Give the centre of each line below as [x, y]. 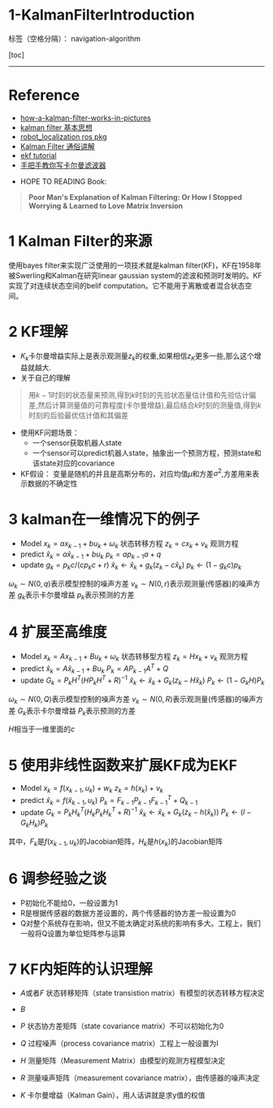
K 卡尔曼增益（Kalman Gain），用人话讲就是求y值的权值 [113, 1095]
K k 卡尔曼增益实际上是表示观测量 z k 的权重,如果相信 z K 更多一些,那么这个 [137, 357]
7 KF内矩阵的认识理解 [80, 969]
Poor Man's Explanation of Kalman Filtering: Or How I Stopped [135, 197]
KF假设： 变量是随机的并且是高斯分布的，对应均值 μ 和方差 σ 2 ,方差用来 [136, 473]
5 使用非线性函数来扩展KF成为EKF [123, 765]
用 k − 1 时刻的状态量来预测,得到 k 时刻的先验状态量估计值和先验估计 [139, 395]
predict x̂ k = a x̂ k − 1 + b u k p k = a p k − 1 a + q [91, 555]
